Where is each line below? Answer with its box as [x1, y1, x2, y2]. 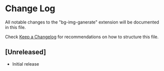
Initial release [12, 61, 39, 67]
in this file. [5, 24, 26, 30]
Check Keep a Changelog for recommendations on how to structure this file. [5, 34, 159, 40]
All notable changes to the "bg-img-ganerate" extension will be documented [5, 19, 159, 25]
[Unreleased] [5, 48, 47, 56]
